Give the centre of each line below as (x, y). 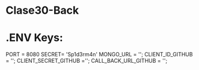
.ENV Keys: (35, 38)
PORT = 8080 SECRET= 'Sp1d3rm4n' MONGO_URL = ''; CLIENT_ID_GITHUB (99, 54)
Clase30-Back (42, 10)
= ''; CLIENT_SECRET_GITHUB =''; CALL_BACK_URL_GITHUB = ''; (87, 61)
